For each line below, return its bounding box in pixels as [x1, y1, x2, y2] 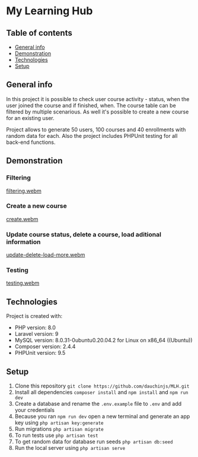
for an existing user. [6, 114, 55, 121]
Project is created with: [6, 313, 63, 320]
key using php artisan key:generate [14, 419, 104, 426]
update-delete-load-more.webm [6, 251, 85, 259]
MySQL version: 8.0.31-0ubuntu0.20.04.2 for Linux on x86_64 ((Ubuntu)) [14, 337, 193, 344]
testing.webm [6, 279, 40, 286]
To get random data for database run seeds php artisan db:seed [14, 438, 173, 445]
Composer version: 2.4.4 [14, 343, 76, 350]
